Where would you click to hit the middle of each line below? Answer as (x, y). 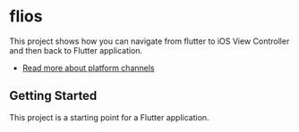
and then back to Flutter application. (76, 50)
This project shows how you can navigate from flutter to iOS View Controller (149, 41)
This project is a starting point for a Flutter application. (109, 117)
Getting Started (53, 96)
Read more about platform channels (88, 68)
